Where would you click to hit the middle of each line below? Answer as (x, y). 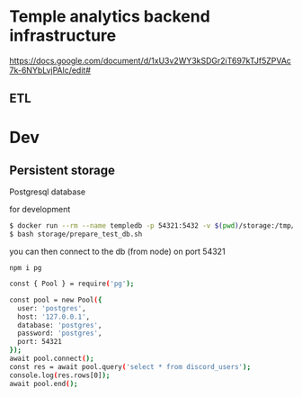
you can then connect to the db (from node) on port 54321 (118, 252)
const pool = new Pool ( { (56, 300)
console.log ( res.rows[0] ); (60, 375)
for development (40, 210)
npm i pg (26, 268)
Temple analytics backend (110, 17)
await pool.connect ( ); (52, 359)
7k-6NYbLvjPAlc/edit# (50, 70)
